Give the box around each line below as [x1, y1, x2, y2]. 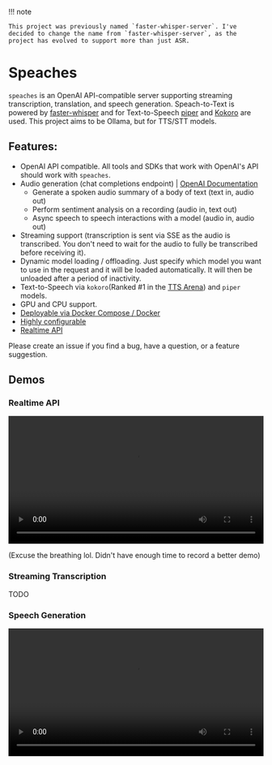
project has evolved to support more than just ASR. [8, 37, 190, 45]
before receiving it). [19, 247, 87, 257]
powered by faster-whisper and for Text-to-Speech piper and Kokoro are [8, 107, 252, 117]
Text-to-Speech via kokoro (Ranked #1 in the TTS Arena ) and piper [19, 282, 241, 291]
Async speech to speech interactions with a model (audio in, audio [32, 213, 255, 222]
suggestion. [8, 349, 49, 359]
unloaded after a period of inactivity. [19, 273, 142, 283]
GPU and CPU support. [19, 299, 98, 309]
